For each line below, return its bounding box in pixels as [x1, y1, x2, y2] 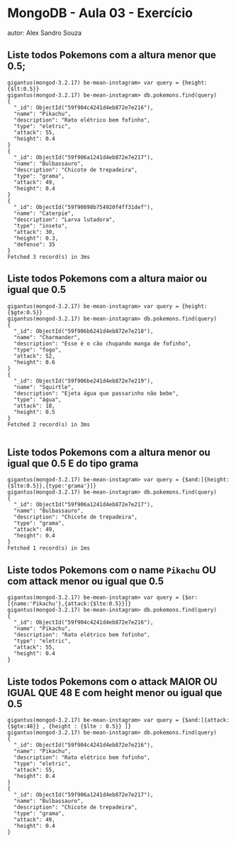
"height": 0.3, [13, 235, 59, 242]
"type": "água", [13, 396, 62, 403]
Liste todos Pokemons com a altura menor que [7, 49, 216, 61]
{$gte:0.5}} [7, 309, 43, 316]
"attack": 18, [13, 402, 55, 410]
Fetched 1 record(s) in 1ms [7, 545, 91, 552]
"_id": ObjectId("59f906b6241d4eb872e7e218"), [13, 327, 154, 335]
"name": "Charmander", [13, 334, 81, 341]
